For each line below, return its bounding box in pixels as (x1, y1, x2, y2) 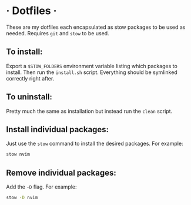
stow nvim (6, 152, 31, 157)
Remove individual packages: (6, 167, 116, 177)
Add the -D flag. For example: (6, 183, 78, 190)
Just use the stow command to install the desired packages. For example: (6, 140, 183, 147)
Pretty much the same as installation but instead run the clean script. (6, 107, 173, 115)
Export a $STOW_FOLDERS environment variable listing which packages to (6, 62, 177, 69)
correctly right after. (6, 75, 55, 82)
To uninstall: (6, 92, 53, 102)
